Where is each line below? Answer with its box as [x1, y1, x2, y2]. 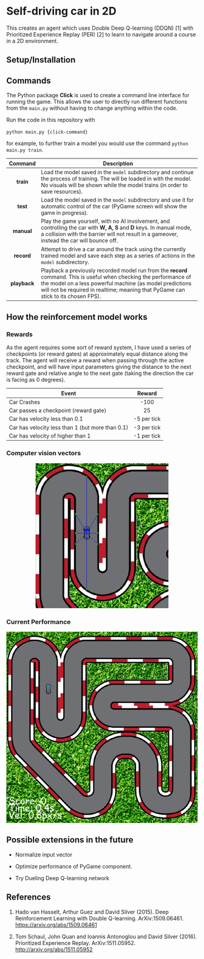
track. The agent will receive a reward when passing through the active [6, 357, 184, 364]
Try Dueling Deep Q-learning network [15, 874, 110, 881]
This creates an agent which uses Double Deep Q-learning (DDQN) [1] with [6, 24, 194, 32]
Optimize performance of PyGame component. [15, 862, 132, 870]
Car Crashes [8, 398, 41, 405]
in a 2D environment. [6, 37, 59, 44]
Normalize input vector [15, 851, 73, 858]
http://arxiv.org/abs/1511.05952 [15, 946, 93, 953]
